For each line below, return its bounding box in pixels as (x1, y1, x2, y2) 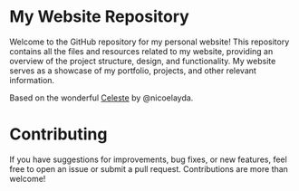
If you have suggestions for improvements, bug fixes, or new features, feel (9, 154, 287, 165)
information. (9, 74, 55, 85)
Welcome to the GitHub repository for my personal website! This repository (9, 36, 290, 47)
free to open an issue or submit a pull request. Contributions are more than (9, 163, 288, 174)
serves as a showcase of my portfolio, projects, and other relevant (9, 65, 256, 76)
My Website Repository (9, 6, 190, 27)
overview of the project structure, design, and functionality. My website (9, 55, 276, 66)
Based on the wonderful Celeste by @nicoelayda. (9, 92, 194, 103)
